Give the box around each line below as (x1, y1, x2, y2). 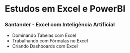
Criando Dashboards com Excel (12, 43, 78, 49)
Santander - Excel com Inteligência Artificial (5, 21, 115, 28)
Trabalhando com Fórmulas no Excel (12, 38, 88, 44)
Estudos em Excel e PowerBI (5, 3, 125, 15)
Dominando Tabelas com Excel (12, 32, 77, 38)
